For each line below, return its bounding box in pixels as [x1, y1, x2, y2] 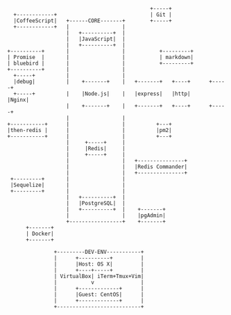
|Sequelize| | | [10, 181, 126, 188]
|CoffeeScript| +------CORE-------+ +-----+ [13, 17, 172, 24]
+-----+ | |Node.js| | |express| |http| [13, 90, 191, 97]
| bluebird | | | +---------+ [7, 60, 194, 67]
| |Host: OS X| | [53, 261, 144, 268]
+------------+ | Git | [13, 11, 172, 18]
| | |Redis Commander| [66, 163, 188, 170]
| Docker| [25, 230, 54, 237]
